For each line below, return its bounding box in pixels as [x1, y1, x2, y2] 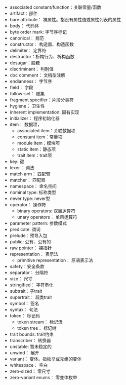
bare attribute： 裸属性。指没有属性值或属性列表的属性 [9, 17, 121, 22]
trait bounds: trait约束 [9, 331, 54, 337]
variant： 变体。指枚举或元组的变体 [9, 356, 82, 362]
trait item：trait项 [17, 153, 52, 158]
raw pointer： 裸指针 [9, 245, 52, 251]
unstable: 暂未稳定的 [9, 344, 52, 349]
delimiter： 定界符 [9, 47, 46, 53]
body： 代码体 [9, 23, 40, 29]
